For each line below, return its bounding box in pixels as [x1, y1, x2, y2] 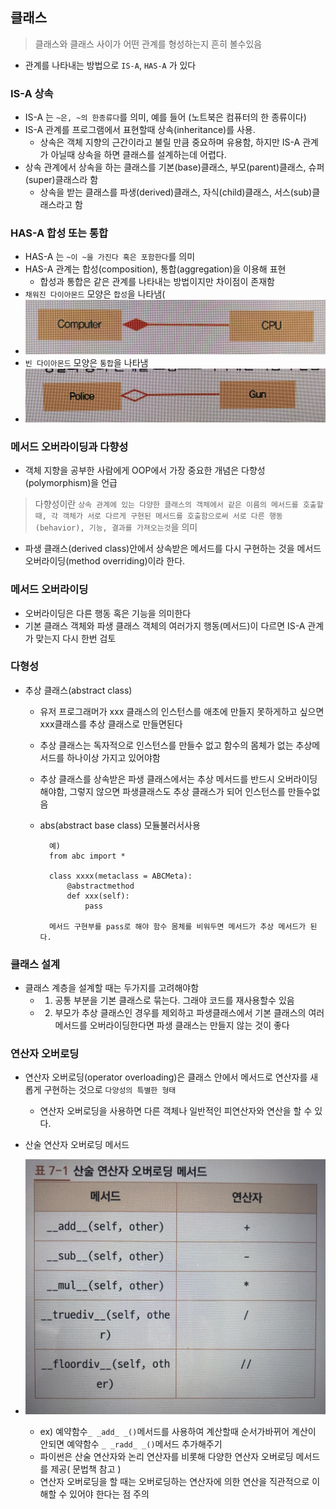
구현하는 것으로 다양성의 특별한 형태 [43, 1084, 177, 1096]
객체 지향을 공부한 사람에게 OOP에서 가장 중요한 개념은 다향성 [24, 464, 266, 477]
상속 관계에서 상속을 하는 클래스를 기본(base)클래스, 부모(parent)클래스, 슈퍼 [24, 161, 325, 173]
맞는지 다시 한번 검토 [35, 632, 117, 644]
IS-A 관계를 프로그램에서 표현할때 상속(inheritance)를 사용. [24, 124, 256, 136]
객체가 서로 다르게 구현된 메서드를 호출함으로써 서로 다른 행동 [62, 511, 283, 522]
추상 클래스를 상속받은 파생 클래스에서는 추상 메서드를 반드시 [39, 773, 275, 785]
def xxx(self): [66, 891, 130, 901]
